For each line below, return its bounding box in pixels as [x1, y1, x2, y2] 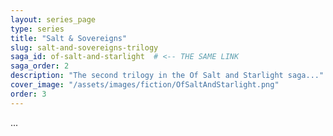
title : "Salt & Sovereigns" [10, 33, 128, 43]
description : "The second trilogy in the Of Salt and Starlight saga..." [10, 71, 325, 81]
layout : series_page [10, 14, 97, 25]
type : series [10, 24, 65, 34]
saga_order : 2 [10, 61, 70, 71]
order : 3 [10, 89, 47, 99]
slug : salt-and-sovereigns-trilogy [10, 42, 159, 53]
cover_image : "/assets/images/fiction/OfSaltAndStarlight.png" [10, 80, 280, 90]
